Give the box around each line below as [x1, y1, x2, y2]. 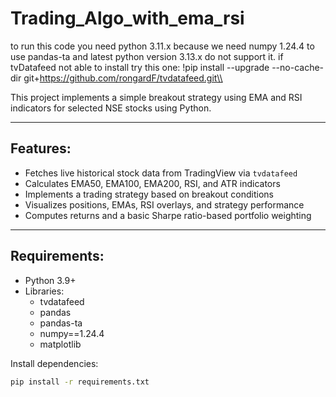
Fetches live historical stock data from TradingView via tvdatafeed [24, 167, 298, 179]
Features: [10, 140, 72, 157]
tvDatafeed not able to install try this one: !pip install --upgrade [10, 61, 270, 73]
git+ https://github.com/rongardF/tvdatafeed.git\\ [23, 72, 223, 84]
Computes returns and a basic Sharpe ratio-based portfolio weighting [24, 209, 312, 221]
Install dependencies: [10, 357, 99, 369]
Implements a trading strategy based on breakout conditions [24, 188, 274, 200]
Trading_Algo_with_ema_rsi [10, 7, 245, 30]
